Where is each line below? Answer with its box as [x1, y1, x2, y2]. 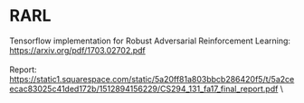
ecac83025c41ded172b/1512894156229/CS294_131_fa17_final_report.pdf [9, 83, 279, 94]
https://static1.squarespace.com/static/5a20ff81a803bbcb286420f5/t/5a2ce [9, 73, 295, 84]
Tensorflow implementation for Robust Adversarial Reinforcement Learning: [9, 35, 291, 46]
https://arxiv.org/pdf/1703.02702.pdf [9, 44, 147, 55]
